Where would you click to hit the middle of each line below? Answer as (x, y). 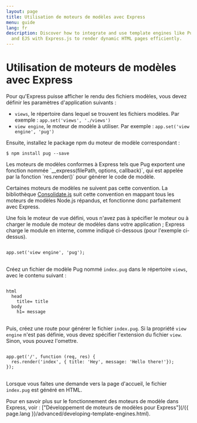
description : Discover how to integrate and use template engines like (95, 33)
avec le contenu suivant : (36, 275)
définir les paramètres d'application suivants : (61, 102)
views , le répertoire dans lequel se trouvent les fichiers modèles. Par (97, 114)
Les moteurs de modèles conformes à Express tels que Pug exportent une (96, 164)
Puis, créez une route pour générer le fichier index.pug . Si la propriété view (96, 328)
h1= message (31, 312)
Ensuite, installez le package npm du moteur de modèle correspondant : (93, 142)
